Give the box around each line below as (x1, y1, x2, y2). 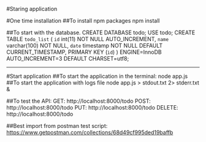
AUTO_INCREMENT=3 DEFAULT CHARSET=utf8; (6, 55, 129, 62)
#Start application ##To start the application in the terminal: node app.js (6, 73, 188, 80)
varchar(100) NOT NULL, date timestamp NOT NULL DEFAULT (6, 42, 163, 49)
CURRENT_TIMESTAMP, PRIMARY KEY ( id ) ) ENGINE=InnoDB (6, 48, 162, 56)
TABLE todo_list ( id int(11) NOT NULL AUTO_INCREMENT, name (6, 35, 169, 42)
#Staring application (6, 6, 58, 12)
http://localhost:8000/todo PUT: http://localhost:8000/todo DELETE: (6, 104, 179, 111)
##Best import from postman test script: (6, 122, 108, 129)
